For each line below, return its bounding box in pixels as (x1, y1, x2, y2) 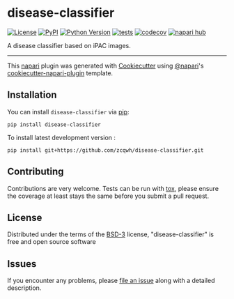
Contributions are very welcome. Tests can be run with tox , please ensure (7, 184, 219, 192)
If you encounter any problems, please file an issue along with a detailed (7, 277, 215, 285)
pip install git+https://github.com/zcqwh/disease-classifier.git (7, 146, 204, 154)
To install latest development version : (7, 133, 116, 141)
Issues (7, 258, 37, 270)
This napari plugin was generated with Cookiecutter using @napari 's (7, 61, 204, 70)
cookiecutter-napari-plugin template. (7, 68, 114, 77)
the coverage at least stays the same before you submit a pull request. (7, 192, 210, 200)
